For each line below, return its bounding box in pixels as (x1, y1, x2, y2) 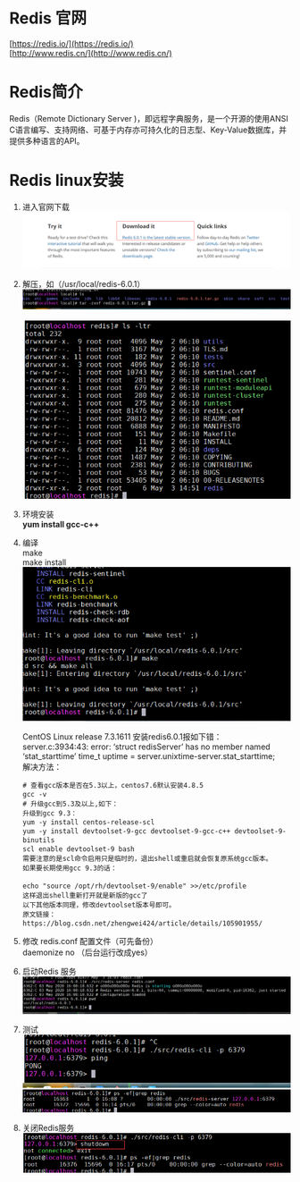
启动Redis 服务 (21, 967, 78, 976)
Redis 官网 (9, 8, 87, 29)
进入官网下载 (21, 201, 70, 212)
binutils (21, 836, 55, 845)
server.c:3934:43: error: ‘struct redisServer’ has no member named (21, 741, 271, 752)
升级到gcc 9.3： (21, 809, 78, 818)
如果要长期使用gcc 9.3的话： (21, 864, 118, 873)
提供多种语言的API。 (9, 135, 85, 146)
